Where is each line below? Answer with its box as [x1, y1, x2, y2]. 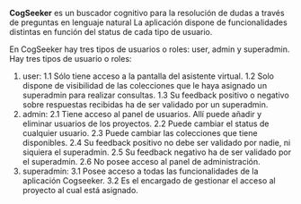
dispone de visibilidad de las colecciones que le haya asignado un [22, 81, 268, 90]
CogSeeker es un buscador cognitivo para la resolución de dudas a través [9, 8, 285, 18]
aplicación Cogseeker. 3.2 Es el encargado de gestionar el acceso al [22, 175, 276, 186]
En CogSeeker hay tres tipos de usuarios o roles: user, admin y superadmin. [9, 44, 290, 55]
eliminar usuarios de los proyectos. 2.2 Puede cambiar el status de [22, 118, 270, 129]
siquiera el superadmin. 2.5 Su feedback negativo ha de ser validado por [22, 147, 292, 157]
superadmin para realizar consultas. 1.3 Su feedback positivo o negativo [22, 89, 289, 100]
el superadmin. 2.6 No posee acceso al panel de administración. [22, 157, 261, 166]
